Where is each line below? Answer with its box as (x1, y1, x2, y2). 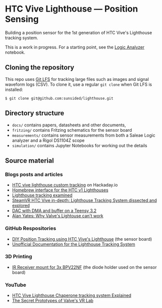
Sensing (5, 14, 39, 25)
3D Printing (5, 253, 32, 260)
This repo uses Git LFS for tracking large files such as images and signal (5, 76, 149, 82)
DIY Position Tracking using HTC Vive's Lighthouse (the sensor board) (12, 236, 152, 242)
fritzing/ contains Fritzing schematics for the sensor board (12, 127, 132, 133)
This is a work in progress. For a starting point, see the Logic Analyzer (5, 44, 145, 50)
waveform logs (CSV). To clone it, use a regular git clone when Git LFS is (5, 81, 152, 87)
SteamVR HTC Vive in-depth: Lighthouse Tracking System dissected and (12, 198, 157, 203)
